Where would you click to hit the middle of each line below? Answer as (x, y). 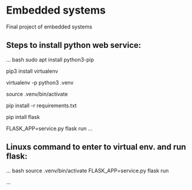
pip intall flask (23, 117)
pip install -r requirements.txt (41, 105)
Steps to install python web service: (74, 45)
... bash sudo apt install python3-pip (50, 59)
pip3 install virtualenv (32, 71)
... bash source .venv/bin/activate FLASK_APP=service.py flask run (87, 170)
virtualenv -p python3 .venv (40, 82)
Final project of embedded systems (49, 27)
